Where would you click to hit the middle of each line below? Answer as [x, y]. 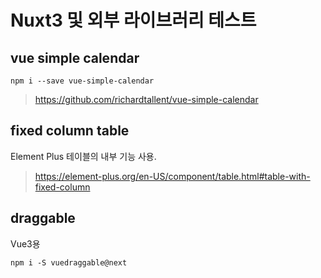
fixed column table [70, 131]
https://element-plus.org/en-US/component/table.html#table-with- [172, 176]
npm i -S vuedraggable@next [69, 262]
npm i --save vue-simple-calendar [82, 81]
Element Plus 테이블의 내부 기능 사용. [83, 156]
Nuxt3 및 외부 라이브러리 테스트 [133, 20]
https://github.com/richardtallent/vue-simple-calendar [146, 99]
